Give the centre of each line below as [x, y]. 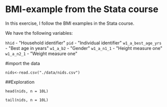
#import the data [23, 63]
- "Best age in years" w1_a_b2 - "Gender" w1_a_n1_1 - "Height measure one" [84, 48]
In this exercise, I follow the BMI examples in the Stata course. [70, 23]
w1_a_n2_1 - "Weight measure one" [41, 54]
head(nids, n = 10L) [27, 91]
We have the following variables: [39, 33]
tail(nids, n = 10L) [27, 100]
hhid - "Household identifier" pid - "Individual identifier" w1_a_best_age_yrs [83, 43]
